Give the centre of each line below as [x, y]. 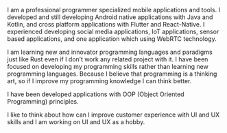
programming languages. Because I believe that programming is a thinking [112, 74]
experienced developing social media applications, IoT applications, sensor [113, 31]
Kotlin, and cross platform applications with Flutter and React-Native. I [106, 24]
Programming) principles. [43, 101]
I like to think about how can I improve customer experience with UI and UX [113, 115]
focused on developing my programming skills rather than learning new [108, 66]
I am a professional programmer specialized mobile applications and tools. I [114, 10]
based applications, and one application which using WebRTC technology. [112, 39]
